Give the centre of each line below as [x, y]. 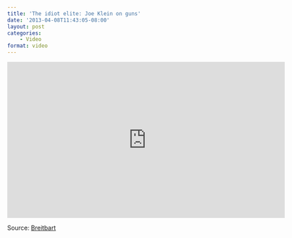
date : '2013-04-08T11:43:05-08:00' [59, 20]
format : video [28, 46]
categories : [24, 33]
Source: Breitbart [32, 228]
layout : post [26, 26]
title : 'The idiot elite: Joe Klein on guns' [74, 14]
